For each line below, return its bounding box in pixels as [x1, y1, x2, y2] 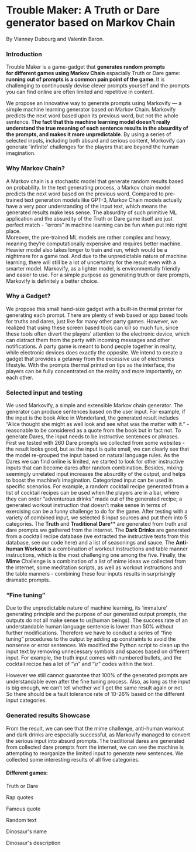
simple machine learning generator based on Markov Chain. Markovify [6, 106, 176, 113]
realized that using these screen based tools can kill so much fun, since [6, 324, 178, 331]
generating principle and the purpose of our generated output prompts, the [6, 611, 187, 618]
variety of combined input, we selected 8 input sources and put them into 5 [6, 514, 188, 521]
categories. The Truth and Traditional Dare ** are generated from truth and [6, 520, 187, 528]
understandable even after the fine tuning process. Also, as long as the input [6, 678, 191, 685]
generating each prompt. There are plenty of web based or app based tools [6, 312, 188, 319]
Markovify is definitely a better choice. [6, 277, 99, 285]
